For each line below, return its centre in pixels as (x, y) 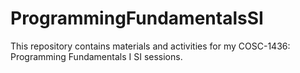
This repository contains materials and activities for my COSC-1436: (150, 46)
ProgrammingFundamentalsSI (137, 18)
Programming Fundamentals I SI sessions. (96, 56)
